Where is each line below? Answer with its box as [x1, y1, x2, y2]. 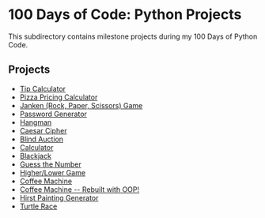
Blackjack [19, 151, 51, 160]
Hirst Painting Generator [19, 193, 99, 202]
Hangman [19, 117, 52, 127]
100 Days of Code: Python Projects [8, 6, 242, 24]
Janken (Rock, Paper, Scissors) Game [19, 100, 143, 110]
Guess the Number [19, 160, 81, 169]
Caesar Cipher [19, 126, 67, 135]
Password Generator [19, 109, 87, 118]
